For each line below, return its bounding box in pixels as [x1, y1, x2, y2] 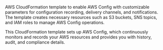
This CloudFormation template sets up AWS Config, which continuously [5, 29, 148, 34]
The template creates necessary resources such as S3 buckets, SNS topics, [5, 15, 157, 20]
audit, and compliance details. [5, 39, 65, 45]
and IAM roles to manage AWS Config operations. [5, 19, 105, 25]
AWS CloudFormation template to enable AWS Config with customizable [5, 4, 150, 10]
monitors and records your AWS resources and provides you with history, [5, 34, 152, 40]
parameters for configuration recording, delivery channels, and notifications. [5, 9, 159, 15]
